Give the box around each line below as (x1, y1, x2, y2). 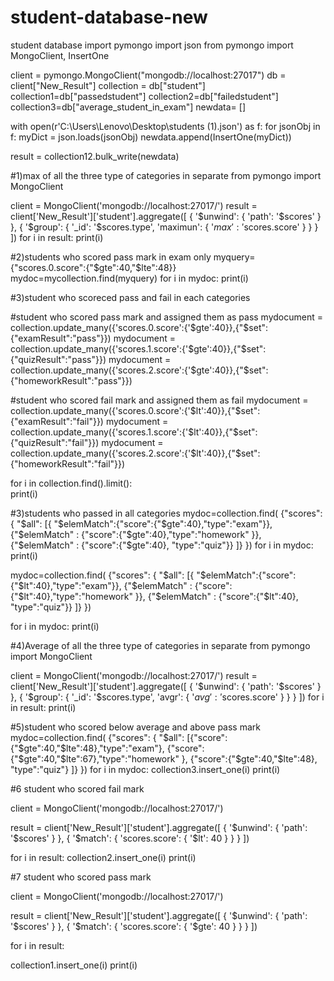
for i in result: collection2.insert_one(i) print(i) (10, 851, 197, 863)
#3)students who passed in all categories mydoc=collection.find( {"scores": (10, 507, 323, 519)
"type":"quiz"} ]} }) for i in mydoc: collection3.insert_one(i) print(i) (10, 763, 281, 775)
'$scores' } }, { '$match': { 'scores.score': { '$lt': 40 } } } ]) (10, 832, 250, 844)
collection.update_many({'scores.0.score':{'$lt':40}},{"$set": (10, 404, 261, 416)
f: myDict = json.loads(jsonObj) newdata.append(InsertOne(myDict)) (10, 131, 292, 143)
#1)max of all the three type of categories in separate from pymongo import (10, 169, 322, 181)
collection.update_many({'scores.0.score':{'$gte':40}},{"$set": (10, 321, 269, 333)
